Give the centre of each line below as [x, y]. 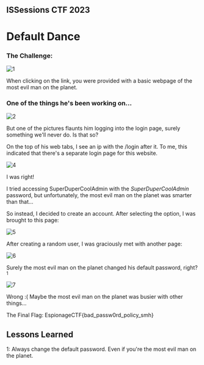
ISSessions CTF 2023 [48, 10]
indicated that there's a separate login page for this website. [82, 153]
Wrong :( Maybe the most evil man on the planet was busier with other [95, 297]
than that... [20, 202]
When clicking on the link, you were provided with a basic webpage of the [99, 81]
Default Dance [43, 36]
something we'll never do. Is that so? [53, 135]
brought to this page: [33, 220]
